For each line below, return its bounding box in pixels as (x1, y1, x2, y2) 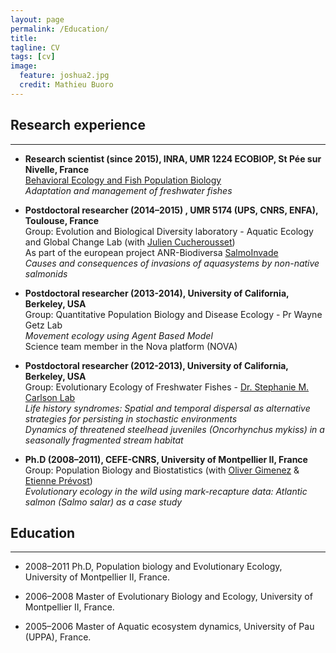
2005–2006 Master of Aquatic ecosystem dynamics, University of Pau (24, 621, 315, 633)
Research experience (10, 117, 146, 134)
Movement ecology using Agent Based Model (24, 329, 213, 341)
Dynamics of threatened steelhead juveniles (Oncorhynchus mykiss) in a (24, 423, 325, 435)
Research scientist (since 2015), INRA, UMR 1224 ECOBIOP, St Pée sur (24, 152, 322, 165)
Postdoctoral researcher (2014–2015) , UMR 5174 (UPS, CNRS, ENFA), (24, 204, 319, 216)
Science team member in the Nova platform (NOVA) (24, 340, 238, 352)
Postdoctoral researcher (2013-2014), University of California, (24, 287, 290, 299)
